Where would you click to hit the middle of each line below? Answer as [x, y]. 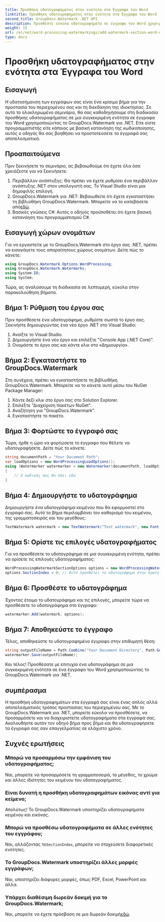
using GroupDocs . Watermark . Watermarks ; [46, 269]
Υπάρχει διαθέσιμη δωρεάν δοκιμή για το [56, 897]
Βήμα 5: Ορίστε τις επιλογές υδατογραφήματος [81, 542]
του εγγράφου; [24, 833]
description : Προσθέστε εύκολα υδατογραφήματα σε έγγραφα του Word [76, 23]
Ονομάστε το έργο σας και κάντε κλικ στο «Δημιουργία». [70, 345]
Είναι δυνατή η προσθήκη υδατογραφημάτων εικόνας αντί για [82, 793]
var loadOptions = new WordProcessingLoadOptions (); [60, 462]
